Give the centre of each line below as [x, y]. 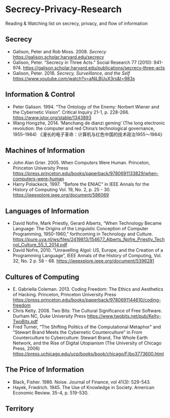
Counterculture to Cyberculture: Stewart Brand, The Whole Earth [80, 338]
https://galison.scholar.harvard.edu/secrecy [58, 57]
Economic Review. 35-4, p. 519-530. [50, 393]
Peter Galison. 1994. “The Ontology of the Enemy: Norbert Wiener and [86, 107]
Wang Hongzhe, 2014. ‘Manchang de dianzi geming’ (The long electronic [89, 123]
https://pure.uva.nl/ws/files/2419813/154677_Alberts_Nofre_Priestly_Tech [89, 239]
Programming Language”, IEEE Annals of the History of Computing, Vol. [87, 256]
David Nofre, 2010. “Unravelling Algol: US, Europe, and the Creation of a [88, 250]
